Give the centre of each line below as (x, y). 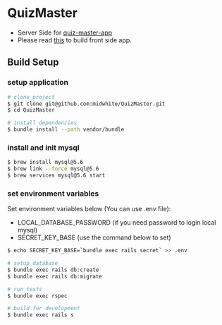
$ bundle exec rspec (38, 296)
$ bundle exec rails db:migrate (55, 276)
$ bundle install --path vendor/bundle (66, 130)
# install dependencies (42, 123)
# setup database (33, 264)
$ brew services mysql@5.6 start (56, 176)
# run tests (25, 289)
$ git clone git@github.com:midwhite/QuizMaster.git (86, 104)
